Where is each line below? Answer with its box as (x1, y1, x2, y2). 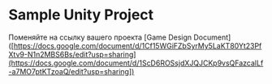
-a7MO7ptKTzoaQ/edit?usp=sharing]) (8, 66, 135, 76)
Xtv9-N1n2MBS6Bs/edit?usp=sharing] (8, 49, 136, 59)
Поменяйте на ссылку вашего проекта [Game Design (8, 32, 192, 42)
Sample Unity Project (8, 6, 154, 24)
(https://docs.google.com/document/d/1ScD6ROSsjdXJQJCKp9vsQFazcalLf (8, 58, 264, 68)
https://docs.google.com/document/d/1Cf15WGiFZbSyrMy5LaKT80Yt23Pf (13, 40, 262, 50)
